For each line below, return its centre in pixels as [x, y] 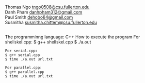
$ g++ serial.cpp [23, 55]
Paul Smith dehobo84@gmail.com [39, 17]
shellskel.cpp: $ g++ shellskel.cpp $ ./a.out [48, 42]
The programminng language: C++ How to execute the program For [72, 37]
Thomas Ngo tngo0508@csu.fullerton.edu [47, 7]
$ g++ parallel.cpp [25, 72]
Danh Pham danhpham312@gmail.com [44, 12]
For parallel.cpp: [24, 68]
